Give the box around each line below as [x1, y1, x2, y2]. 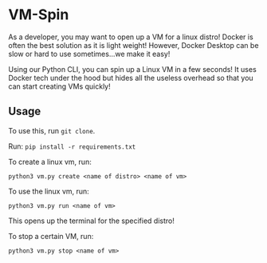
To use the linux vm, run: [8, 186, 89, 196]
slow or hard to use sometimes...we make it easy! [8, 49, 171, 58]
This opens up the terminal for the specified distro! [8, 216, 175, 225]
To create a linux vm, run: [8, 157, 92, 166]
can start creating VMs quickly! [8, 82, 111, 91]
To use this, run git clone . [8, 126, 96, 135]
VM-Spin [8, 6, 69, 24]
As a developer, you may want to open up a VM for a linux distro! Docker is [8, 32, 253, 42]
